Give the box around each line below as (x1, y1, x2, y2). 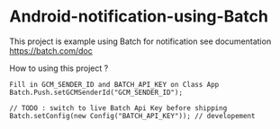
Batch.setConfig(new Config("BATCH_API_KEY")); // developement (9, 111, 256, 120)
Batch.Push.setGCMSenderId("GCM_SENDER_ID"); (9, 88, 183, 97)
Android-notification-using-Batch (9, 6, 268, 27)
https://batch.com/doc (9, 45, 93, 56)
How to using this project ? (9, 63, 109, 73)
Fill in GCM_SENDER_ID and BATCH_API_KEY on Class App (9, 80, 220, 89)
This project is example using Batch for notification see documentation (9, 36, 272, 47)
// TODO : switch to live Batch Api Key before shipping (9, 103, 228, 113)
